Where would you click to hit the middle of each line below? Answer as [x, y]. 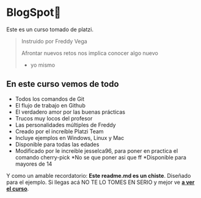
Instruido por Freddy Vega [54, 41]
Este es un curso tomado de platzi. [50, 29]
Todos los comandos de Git [49, 99]
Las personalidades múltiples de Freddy [65, 125]
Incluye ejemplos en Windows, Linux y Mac [69, 137]
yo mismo [43, 65]
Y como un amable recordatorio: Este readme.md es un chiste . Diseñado [99, 175]
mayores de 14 [34, 164]
